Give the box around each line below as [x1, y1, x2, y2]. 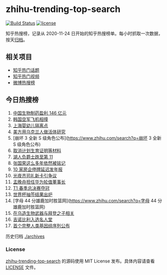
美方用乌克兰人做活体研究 [12, 129, 66, 135]
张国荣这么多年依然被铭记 [12, 160, 66, 166]
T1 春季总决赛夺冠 [12, 185, 50, 191]
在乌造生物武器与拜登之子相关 [12, 210, 74, 216]
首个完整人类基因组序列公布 [12, 222, 70, 228]
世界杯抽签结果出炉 [12, 191, 53, 197]
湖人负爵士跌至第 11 [12, 154, 53, 160]
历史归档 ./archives [5, 233, 45, 239]
